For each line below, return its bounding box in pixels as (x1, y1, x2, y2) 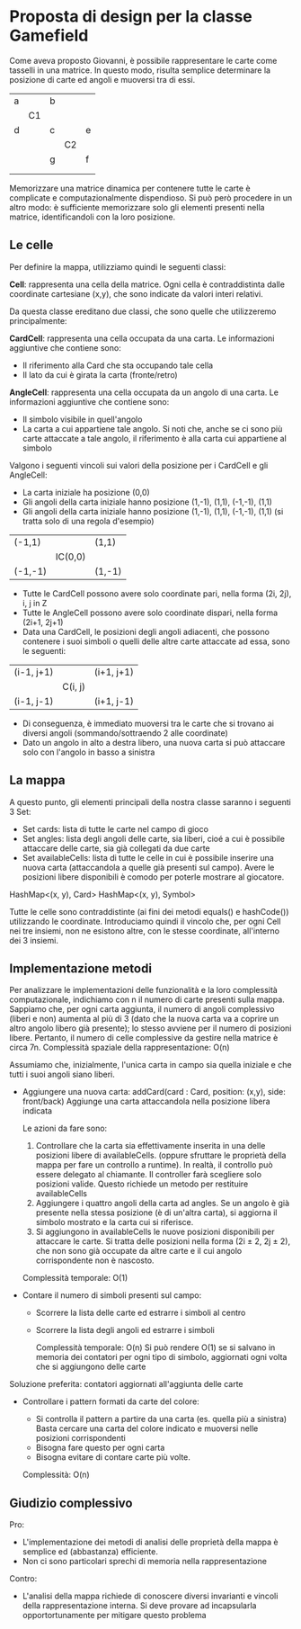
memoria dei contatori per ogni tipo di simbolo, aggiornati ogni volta (35, 1352, 288, 1363)
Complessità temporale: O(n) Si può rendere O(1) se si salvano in (35, 1342, 276, 1353)
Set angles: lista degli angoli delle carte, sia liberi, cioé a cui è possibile (22, 833, 286, 844)
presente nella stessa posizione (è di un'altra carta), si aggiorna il (35, 1207, 278, 1218)
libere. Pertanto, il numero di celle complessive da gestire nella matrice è (9, 1033, 279, 1043)
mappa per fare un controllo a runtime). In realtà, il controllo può (35, 1159, 273, 1170)
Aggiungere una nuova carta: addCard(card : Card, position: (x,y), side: (22, 1087, 286, 1097)
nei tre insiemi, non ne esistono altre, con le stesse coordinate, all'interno (9, 925, 280, 936)
